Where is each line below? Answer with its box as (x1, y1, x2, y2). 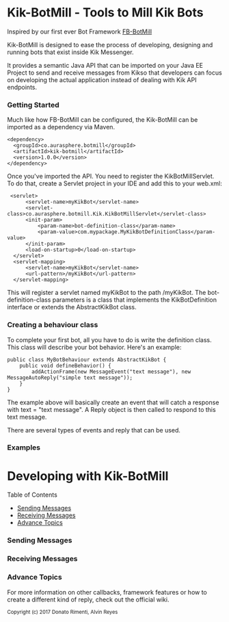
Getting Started (7, 100, 59, 109)
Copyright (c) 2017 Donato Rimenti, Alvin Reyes (7, 608, 118, 615)
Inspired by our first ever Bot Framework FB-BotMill (7, 27, 152, 36)
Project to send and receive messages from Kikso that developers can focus (7, 68, 222, 77)
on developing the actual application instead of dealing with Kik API (7, 75, 197, 83)
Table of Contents (7, 491, 58, 499)
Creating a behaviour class (7, 320, 98, 330)
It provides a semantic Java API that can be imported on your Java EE (7, 61, 204, 69)
